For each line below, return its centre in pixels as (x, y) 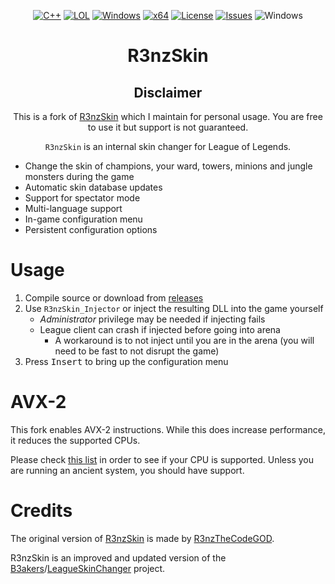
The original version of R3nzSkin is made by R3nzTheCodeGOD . (142, 538)
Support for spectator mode (82, 198)
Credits (41, 511)
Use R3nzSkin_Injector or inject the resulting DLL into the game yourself (174, 308)
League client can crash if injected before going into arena (160, 329)
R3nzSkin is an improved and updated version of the (118, 557)
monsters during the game (79, 176)
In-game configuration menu (83, 219)
